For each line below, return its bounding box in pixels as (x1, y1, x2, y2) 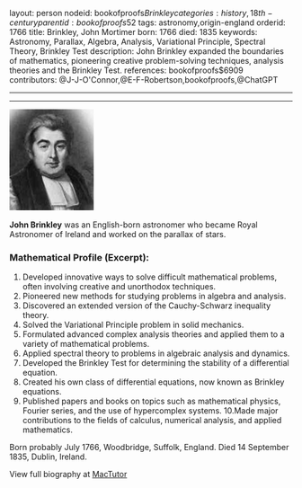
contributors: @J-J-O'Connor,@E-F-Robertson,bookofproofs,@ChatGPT (9, 75, 279, 84)
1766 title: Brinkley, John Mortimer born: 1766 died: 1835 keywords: (9, 27, 258, 37)
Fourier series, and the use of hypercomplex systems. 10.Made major (22, 405, 279, 416)
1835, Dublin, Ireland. (9, 451, 87, 462)
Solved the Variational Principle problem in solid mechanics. (22, 319, 244, 331)
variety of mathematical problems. (22, 339, 150, 350)
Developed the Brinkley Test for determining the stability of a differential (22, 358, 289, 368)
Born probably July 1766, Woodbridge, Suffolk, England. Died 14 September (9, 442, 289, 453)
